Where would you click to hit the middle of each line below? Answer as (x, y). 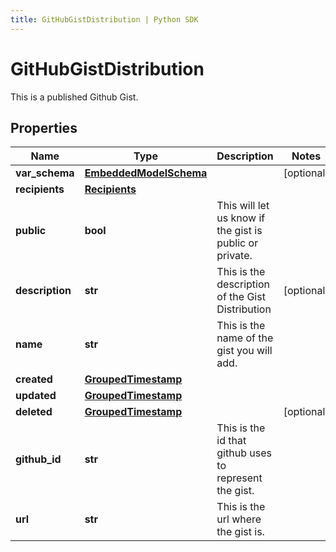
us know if (241, 218)
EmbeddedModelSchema (146, 173)
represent (239, 478)
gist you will (244, 351)
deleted (34, 412)
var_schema (45, 173)
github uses (244, 453)
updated (36, 396)
